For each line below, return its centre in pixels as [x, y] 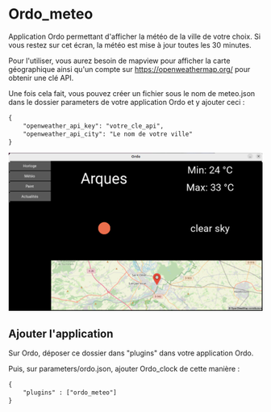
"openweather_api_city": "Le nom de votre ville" [108, 134]
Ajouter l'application [61, 333]
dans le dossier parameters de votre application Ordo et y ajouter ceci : [127, 102]
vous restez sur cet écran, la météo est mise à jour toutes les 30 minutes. [130, 44]
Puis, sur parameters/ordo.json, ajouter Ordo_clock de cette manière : [124, 369]
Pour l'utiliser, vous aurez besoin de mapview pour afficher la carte [119, 61]
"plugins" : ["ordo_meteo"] [70, 393]
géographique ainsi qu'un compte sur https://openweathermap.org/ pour [129, 69]
